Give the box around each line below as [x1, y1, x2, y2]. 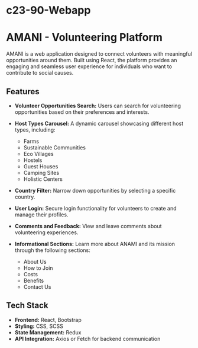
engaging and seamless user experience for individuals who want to [6, 63, 173, 70]
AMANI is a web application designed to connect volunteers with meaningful [6, 50, 193, 58]
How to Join [23, 264, 53, 272]
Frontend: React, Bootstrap [14, 316, 82, 323]
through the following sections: [14, 247, 90, 254]
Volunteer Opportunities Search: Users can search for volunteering [14, 102, 181, 109]
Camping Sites [23, 169, 60, 176]
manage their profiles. [14, 211, 69, 218]
